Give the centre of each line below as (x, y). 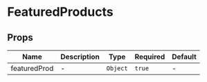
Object (117, 69)
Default (184, 57)
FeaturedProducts (60, 12)
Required (150, 57)
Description (80, 57)
